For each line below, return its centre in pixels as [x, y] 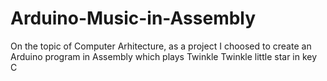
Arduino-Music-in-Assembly [133, 18]
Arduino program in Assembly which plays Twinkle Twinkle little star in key [164, 56]
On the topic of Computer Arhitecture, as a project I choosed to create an [161, 46]
